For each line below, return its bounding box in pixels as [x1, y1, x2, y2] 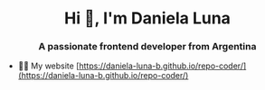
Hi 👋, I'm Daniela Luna [64, 8, 231, 29]
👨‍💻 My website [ [17, 60, 80, 71]
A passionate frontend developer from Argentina [38, 40, 257, 53]
